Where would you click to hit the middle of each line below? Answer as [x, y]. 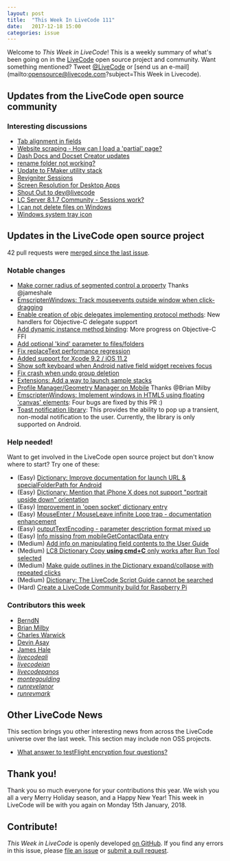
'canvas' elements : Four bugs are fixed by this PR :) [90, 403]
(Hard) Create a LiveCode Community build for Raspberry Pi [102, 587]
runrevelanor [35, 686]
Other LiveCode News [55, 715]
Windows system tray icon [55, 214]
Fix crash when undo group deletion [68, 373]
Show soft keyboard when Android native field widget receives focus [115, 366]
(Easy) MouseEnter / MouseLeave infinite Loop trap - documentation [114, 514]
